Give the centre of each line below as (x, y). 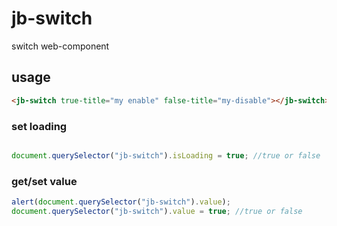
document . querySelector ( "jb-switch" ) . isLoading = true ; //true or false (166, 155)
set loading (39, 126)
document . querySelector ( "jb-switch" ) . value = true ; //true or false (157, 211)
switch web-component (60, 46)
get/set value (44, 181)
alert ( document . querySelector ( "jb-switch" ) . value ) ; (121, 202)
